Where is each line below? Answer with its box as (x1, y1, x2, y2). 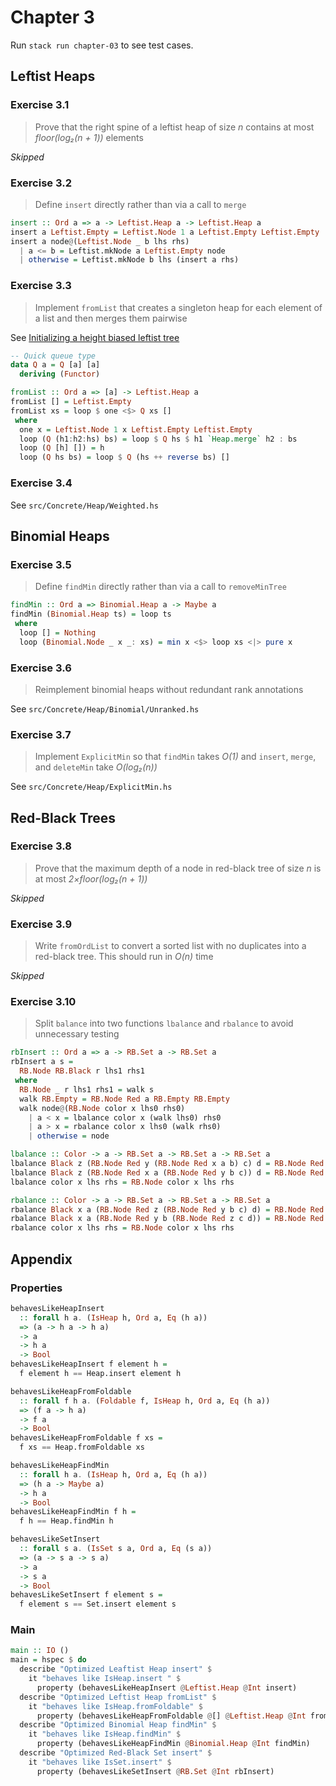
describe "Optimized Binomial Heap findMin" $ (19, 1720, 217, 1730)
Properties (10, 1281, 63, 1295)
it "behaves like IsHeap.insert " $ (28, 1674, 182, 1684)
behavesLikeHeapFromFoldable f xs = (10, 1433, 163, 1443)
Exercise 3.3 (10, 279, 72, 293)
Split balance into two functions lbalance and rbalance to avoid (34, 1017, 294, 1030)
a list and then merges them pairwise (34, 312, 188, 324)
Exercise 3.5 (10, 557, 72, 571)
